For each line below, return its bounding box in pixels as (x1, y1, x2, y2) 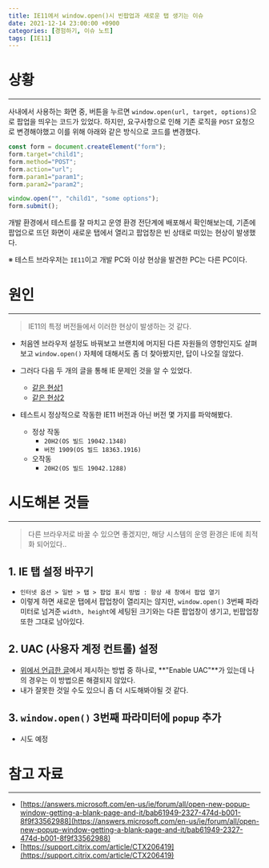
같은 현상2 (31, 393, 65, 402)
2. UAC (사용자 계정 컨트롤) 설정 (8, 642, 159, 656)
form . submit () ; (8, 202, 59, 210)
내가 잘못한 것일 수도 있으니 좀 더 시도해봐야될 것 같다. (19, 685, 189, 695)
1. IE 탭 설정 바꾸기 (8, 565, 94, 579)
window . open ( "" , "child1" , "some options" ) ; (8, 194, 159, 203)
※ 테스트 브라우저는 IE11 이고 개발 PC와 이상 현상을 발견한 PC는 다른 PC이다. (8, 255, 248, 265)
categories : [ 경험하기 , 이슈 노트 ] (8, 26, 114, 35)
